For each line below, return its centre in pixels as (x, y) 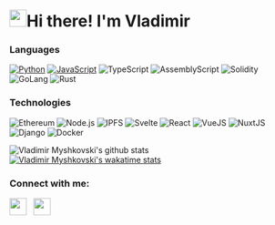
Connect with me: (50, 183)
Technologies (40, 103)
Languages (35, 50)
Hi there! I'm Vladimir (109, 21)
